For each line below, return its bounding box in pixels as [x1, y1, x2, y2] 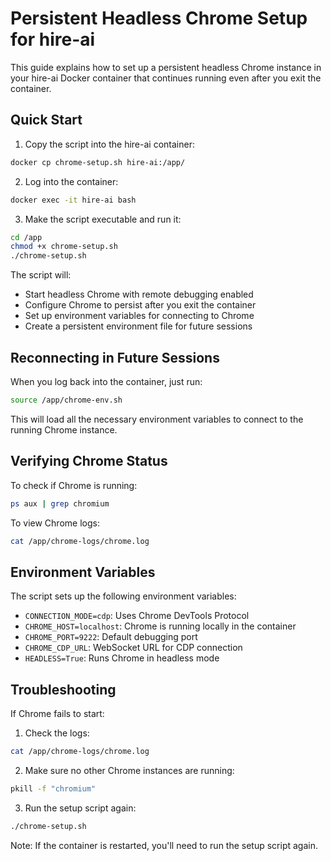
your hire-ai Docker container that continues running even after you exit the [10, 72, 322, 84]
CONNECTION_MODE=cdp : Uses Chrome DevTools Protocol [24, 610, 250, 622]
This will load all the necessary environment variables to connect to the [10, 413, 304, 425]
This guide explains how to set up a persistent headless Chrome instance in [10, 61, 322, 73]
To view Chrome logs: [10, 517, 100, 529]
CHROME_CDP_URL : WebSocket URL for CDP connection [24, 642, 243, 654]
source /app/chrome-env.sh [10, 395, 123, 405]
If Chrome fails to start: [10, 708, 105, 719]
